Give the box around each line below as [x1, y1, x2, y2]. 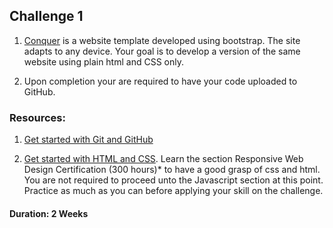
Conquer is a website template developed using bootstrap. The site [23, 34, 301, 46]
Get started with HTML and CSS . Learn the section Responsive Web [23, 153, 304, 165]
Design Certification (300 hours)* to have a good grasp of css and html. [23, 164, 321, 176]
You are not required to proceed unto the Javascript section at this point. [23, 174, 324, 186]
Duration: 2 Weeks [9, 207, 89, 219]
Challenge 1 [9, 8, 84, 25]
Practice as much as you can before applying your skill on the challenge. [23, 185, 324, 197]
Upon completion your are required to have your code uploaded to [23, 75, 298, 87]
